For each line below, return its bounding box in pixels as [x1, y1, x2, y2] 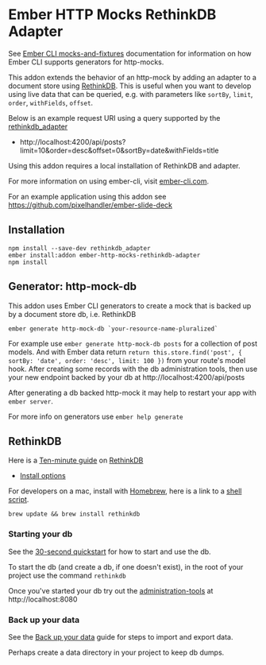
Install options [19, 471, 66, 481]
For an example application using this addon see [8, 191, 167, 201]
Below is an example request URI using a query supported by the [8, 113, 221, 122]
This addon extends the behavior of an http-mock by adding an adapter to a [8, 72, 256, 82]
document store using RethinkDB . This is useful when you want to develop [8, 81, 252, 91]
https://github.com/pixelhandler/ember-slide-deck [8, 200, 173, 210]
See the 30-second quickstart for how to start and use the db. [8, 547, 212, 556]
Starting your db [8, 528, 73, 539]
